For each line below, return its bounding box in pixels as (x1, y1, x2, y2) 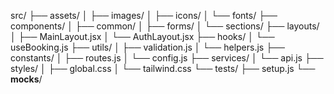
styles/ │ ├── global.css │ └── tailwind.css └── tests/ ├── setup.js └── (10, 63, 316, 74)
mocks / (10, 73, 43, 85)
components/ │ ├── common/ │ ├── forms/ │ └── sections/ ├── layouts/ (10, 20, 320, 32)
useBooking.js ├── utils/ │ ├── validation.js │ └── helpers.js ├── (10, 41, 285, 53)
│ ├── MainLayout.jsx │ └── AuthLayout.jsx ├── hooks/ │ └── (10, 31, 275, 42)
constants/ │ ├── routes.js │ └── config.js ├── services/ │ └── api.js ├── (10, 52, 324, 64)
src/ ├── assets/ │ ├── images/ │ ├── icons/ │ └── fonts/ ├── (10, 10, 278, 21)
